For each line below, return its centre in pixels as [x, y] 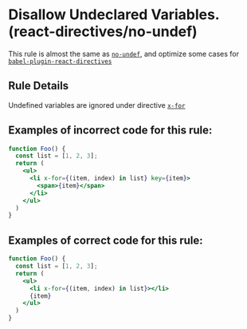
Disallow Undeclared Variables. [114, 15]
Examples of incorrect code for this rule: [110, 131]
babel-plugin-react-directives [60, 61]
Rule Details [39, 86]
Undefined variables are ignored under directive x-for [97, 105]
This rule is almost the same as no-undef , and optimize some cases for [123, 54]
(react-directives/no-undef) [103, 32]
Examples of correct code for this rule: [106, 240]
